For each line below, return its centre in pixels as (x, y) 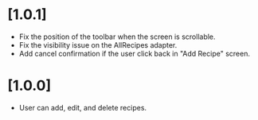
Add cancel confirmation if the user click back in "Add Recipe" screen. (134, 53)
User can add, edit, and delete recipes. (83, 107)
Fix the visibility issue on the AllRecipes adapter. (98, 45)
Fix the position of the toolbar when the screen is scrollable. (117, 37)
